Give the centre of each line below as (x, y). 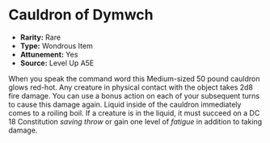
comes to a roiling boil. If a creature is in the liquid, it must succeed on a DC (134, 113)
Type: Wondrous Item (56, 45)
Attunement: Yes (49, 54)
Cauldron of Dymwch (81, 15)
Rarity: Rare (40, 37)
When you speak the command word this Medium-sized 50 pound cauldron (134, 78)
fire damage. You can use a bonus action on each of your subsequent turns (134, 95)
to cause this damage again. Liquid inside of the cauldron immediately (125, 104)
